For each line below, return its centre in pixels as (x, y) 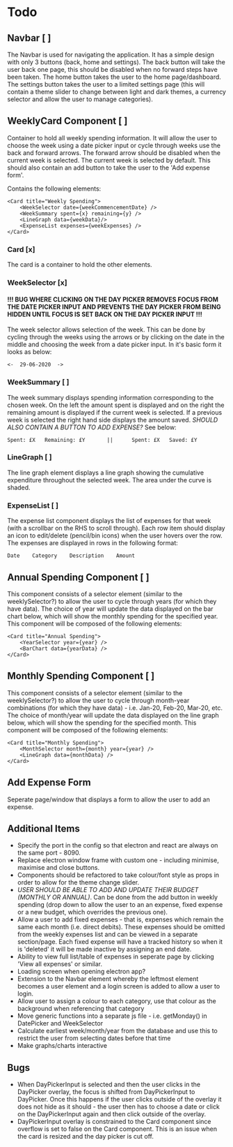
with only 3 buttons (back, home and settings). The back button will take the (116, 62)
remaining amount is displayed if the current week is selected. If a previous (115, 412)
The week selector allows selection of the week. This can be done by (106, 330)
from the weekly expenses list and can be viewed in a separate (107, 934)
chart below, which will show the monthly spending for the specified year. (113, 616)
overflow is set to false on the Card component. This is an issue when (117, 1129)
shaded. (19, 487)
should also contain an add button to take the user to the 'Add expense (109, 168)
